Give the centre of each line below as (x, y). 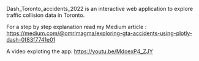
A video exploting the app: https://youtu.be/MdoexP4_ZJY (80, 51)
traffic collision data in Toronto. (46, 15)
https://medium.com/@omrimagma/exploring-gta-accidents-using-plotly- (99, 33)
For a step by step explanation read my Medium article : (77, 27)
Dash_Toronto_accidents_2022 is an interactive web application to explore (100, 9)
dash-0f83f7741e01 (31, 40)
